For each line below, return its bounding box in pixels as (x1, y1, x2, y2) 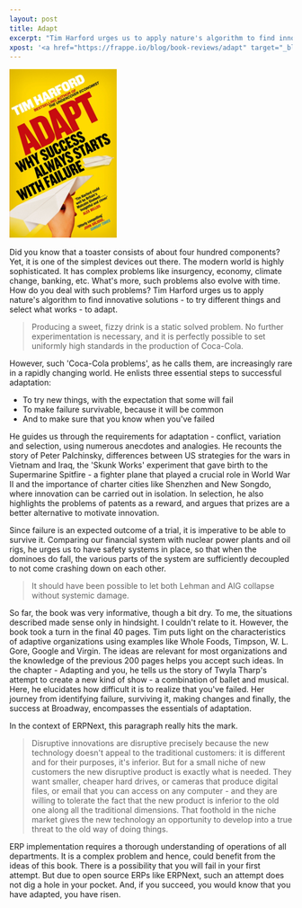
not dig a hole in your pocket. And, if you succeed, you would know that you (9, 879, 291, 890)
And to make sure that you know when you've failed (22, 414, 215, 424)
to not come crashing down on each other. (9, 563, 166, 574)
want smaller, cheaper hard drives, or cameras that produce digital (31, 776, 279, 787)
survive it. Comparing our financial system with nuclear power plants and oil (9, 535, 290, 546)
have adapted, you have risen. (9, 889, 121, 900)
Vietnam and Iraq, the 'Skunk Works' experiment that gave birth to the (9, 459, 268, 471)
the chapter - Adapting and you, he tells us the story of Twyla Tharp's (9, 665, 268, 676)
